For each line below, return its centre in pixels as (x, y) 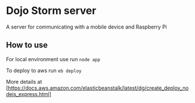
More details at (24, 81)
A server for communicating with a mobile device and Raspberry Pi (87, 27)
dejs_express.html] (29, 94)
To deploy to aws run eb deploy (44, 70)
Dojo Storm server (51, 11)
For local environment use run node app (53, 59)
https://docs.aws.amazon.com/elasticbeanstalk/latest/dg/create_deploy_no (98, 88)
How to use (27, 45)
